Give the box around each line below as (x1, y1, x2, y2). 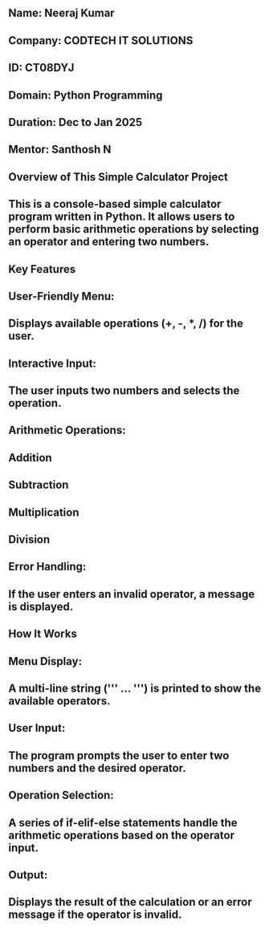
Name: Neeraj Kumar (8, 6, 115, 20)
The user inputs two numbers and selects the (8, 384, 240, 398)
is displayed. (8, 599, 74, 613)
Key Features (8, 262, 76, 276)
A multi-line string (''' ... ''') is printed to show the (8, 681, 262, 695)
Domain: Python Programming (8, 88, 163, 102)
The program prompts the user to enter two (8, 748, 230, 762)
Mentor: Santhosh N (8, 143, 112, 156)
